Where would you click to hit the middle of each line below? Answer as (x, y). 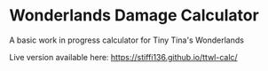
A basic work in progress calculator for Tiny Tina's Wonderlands (126, 40)
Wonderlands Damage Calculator (134, 16)
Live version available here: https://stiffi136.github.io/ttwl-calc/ (123, 57)
